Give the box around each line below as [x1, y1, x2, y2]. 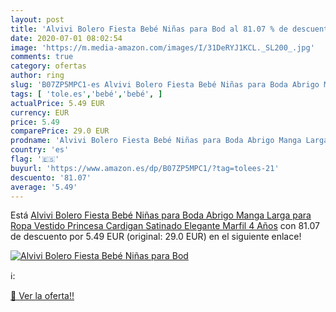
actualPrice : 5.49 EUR [10, 98, 105, 108]
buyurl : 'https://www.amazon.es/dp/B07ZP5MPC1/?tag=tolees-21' [10, 163, 280, 173]
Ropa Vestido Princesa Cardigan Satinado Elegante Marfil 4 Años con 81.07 [10, 220, 320, 232]
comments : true [10, 52, 74, 62]
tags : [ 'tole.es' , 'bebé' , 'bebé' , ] [10, 89, 163, 99]
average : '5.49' [10, 182, 78, 192]
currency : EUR [10, 107, 70, 118]
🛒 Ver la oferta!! [10, 290, 75, 302]
